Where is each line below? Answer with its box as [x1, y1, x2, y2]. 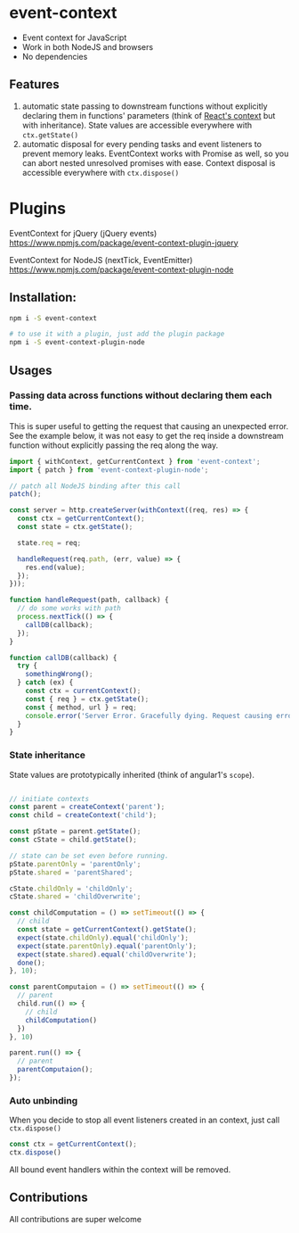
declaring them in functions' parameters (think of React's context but [21, 110, 276, 120]
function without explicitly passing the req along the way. [9, 440, 219, 451]
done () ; [17, 958, 46, 967]
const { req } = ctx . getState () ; [25, 694, 149, 703]
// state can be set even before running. [9, 851, 169, 860]
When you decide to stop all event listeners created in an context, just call [9, 1114, 280, 1126]
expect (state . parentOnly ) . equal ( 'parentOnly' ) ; [17, 941, 198, 950]
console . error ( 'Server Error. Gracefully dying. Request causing [25, 711, 273, 720]
